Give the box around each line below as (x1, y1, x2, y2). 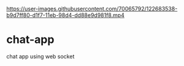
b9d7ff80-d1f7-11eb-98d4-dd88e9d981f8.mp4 (6, 12, 125, 19)
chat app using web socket (6, 53, 75, 60)
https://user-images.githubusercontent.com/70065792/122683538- (6, 5, 178, 12)
